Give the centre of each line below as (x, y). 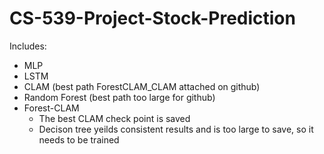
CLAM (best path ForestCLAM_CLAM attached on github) (142, 86)
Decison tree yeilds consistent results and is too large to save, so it (176, 129)
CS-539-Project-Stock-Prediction (152, 18)
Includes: (28, 46)
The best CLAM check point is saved (114, 118)
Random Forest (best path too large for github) (119, 97)
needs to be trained (79, 139)
